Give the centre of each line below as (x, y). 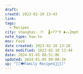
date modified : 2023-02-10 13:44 (39, 50)
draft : (12, 9)
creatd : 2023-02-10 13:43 (31, 14)
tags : (10, 23)
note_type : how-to (24, 37)
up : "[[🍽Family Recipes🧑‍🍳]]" (35, 64)
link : (10, 18)
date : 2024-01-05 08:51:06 (32, 55)
